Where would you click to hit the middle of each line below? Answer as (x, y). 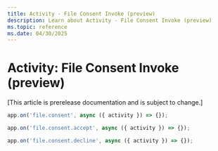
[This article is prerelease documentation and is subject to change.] (105, 103)
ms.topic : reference (38, 27)
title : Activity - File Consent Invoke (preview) (82, 14)
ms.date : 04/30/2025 (38, 33)
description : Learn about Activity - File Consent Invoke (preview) (110, 20)
